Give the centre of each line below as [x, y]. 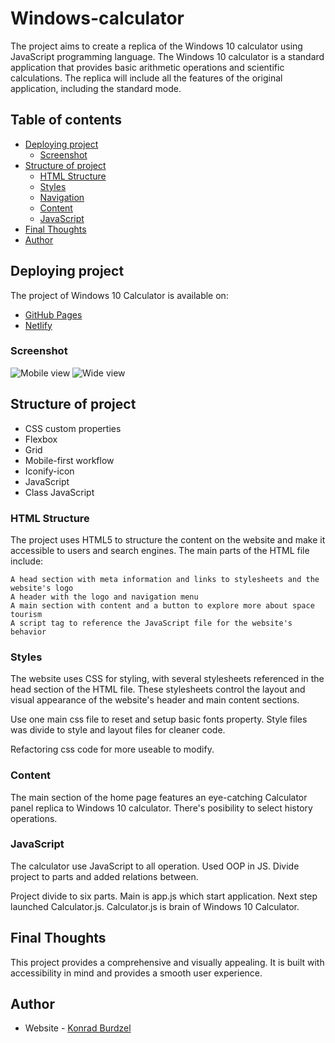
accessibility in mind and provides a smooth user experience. [136, 973]
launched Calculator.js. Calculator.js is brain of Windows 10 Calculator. [155, 906]
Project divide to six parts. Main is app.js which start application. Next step [164, 896]
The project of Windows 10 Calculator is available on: [119, 295]
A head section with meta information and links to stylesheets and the [165, 579]
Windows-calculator [97, 18]
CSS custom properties [73, 428]
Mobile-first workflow [69, 460]
